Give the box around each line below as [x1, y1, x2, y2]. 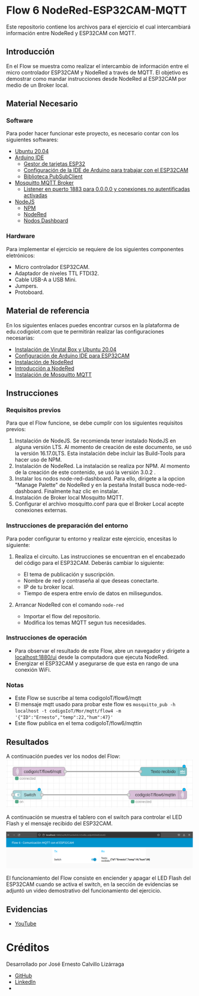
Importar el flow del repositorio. [23, 612, 101, 619]
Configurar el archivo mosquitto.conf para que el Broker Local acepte [14, 500, 185, 508]
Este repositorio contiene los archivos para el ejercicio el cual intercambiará [6, 23, 191, 30]
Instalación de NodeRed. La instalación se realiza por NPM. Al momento [14, 463, 190, 470]
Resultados [6, 737, 49, 747]
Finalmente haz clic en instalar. [44, 488, 120, 495]
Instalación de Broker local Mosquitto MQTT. [14, 494, 124, 501]
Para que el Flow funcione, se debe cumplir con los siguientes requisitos [6, 419, 183, 426]
